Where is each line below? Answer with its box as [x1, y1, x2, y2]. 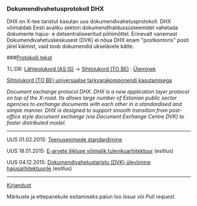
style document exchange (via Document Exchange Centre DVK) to [22, 113, 185, 120]
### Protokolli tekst [6, 54, 52, 61]
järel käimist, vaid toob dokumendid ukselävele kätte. [6, 43, 134, 50]
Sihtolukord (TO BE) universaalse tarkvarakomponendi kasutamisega [6, 77, 172, 84]
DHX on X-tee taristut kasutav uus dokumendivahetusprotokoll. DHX [6, 18, 171, 25]
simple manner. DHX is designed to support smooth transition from [6, 107, 168, 114]
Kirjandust [6, 182, 32, 189]
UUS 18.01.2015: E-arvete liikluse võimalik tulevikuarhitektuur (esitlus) [6, 147, 174, 154]
